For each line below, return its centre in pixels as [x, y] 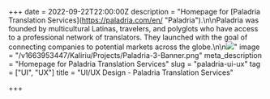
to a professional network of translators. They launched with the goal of [128, 37]
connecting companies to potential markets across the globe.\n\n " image [134, 47]
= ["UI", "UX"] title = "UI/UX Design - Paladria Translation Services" [121, 72]
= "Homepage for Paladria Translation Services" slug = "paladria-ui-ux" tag [135, 64]
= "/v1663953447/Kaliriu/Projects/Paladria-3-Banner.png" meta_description [135, 55]
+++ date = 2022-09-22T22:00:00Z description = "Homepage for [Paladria [135, 12]
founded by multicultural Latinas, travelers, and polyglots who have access [133, 29]
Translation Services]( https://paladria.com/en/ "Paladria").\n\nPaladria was [134, 20]
